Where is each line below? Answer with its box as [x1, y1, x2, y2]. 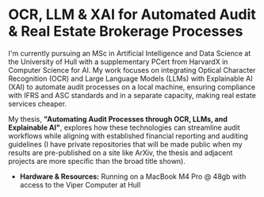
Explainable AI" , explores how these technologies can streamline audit [8, 123, 240, 132]
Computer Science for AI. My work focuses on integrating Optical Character [8, 65, 256, 74]
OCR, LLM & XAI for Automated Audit [8, 6, 256, 24]
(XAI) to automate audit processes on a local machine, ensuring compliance [8, 81, 256, 92]
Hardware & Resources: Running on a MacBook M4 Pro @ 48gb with [19, 172, 247, 181]
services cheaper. [8, 99, 67, 108]
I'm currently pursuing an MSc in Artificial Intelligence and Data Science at [8, 48, 251, 58]
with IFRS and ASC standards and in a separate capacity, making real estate [8, 90, 256, 100]
